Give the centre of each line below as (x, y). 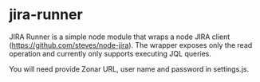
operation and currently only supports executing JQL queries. (110, 53)
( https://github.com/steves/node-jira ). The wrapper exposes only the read (131, 45)
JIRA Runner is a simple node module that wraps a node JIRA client (120, 37)
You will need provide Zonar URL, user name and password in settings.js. (129, 68)
